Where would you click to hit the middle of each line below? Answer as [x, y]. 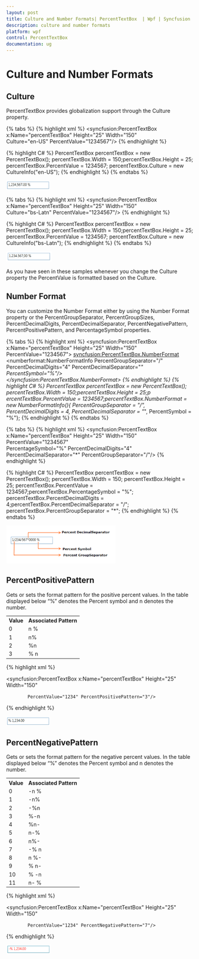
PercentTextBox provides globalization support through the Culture [88, 111]
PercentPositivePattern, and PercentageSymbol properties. [79, 330]
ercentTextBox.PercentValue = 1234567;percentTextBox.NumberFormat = [97, 399]
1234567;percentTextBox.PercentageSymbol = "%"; [70, 491]
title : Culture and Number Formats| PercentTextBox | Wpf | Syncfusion [98, 19]
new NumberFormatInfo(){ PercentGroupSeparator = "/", [76, 405]
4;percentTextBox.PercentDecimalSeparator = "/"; [68, 504]
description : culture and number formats [58, 25]
